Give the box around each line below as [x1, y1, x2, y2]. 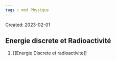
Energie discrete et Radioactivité [5, 36, 111, 45]
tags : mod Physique [5, 7, 50, 13]
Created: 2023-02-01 [5, 22, 50, 28]
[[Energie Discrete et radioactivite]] [12, 50, 87, 56]
